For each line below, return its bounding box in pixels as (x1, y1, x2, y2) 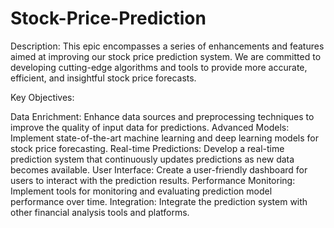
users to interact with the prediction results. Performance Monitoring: (10, 174, 296, 186)
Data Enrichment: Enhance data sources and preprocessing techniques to (10, 110, 315, 122)
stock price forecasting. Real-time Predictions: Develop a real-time (10, 142, 285, 154)
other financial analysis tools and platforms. (10, 206, 190, 218)
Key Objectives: (10, 91, 75, 103)
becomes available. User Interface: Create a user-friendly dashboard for (10, 163, 308, 176)
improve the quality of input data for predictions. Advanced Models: (10, 121, 290, 133)
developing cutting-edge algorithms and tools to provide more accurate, (10, 61, 308, 73)
